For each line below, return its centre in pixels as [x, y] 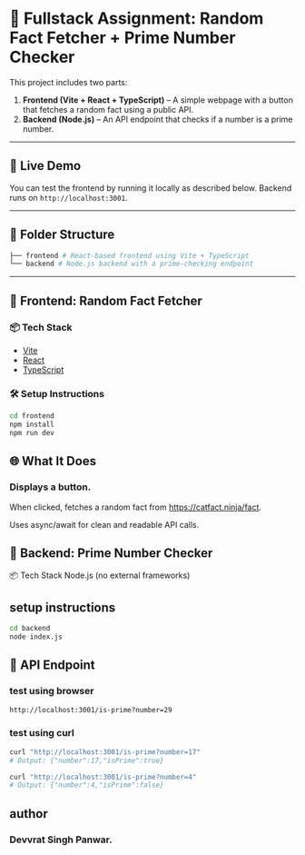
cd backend [30, 629]
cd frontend [32, 416]
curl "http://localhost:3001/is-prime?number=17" [105, 752]
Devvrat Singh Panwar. [61, 840]
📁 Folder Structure [62, 235]
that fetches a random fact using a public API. [108, 109]
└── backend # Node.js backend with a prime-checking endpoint [132, 264]
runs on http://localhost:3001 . [69, 197]
